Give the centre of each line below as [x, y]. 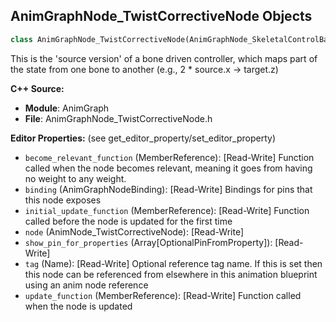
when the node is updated [78, 306]
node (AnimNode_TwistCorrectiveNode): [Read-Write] [134, 231]
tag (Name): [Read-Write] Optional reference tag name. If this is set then [173, 263]
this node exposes [63, 200]
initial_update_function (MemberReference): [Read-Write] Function [167, 210]
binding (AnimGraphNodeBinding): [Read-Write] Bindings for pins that [168, 189]
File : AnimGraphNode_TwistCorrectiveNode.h [118, 118]
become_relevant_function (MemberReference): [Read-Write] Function [169, 157]
